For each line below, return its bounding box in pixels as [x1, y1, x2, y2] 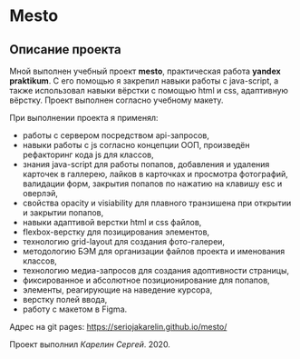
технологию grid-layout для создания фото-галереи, [22, 236, 225, 246]
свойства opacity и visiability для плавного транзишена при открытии [22, 197, 292, 208]
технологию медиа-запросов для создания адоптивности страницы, [22, 265, 290, 275]
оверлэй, [22, 188, 59, 198]
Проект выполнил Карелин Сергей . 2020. [9, 339, 170, 350]
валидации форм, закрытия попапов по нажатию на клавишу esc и [22, 178, 283, 189]
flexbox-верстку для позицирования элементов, [22, 226, 210, 237]
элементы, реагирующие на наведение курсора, [22, 284, 213, 295]
